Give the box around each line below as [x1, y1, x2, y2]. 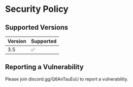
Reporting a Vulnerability [5, 63, 84, 71]
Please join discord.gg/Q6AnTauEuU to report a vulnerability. [5, 76, 129, 82]
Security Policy [5, 3, 69, 15]
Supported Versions [5, 23, 68, 32]
